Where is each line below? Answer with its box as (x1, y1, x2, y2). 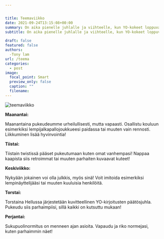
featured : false (5, 43, 38, 48)
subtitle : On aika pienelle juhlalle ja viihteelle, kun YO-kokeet (5, 29, 145, 34)
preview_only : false (9, 80, 51, 84)
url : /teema (5, 56, 29, 61)
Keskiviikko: (5, 165, 31, 171)
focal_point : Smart (9, 75, 49, 80)
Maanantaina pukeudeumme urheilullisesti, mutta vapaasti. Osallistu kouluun (5, 121, 159, 127)
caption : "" (9, 84, 34, 89)
